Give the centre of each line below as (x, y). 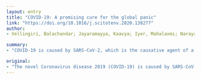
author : (16, 28)
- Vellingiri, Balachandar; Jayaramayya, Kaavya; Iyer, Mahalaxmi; (92, 34)
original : (19, 61)
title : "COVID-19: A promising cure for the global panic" (81, 17)
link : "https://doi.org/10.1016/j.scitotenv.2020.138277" (80, 23)
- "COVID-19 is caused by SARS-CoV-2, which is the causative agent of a (100, 51)
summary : (17, 45)
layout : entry (24, 12)
